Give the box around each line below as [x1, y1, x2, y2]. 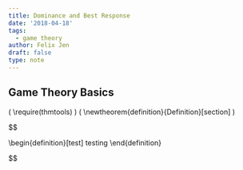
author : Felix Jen [8, 42, 70, 49]
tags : [8, 26, 26, 34]
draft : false [8, 49, 52, 57]
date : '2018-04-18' [8, 19, 74, 27]
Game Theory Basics [8, 85, 114, 100]
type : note [8, 57, 45, 65]
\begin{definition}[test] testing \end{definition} [8, 137, 162, 148]
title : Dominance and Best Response [8, 11, 130, 20]
